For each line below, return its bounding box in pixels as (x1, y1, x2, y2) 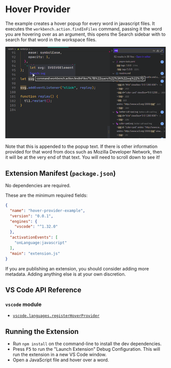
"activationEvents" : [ (10, 235, 58, 240)
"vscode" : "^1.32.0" (14, 224, 58, 229)
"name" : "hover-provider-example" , (10, 208, 85, 213)
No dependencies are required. (5, 182, 71, 189)
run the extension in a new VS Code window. (12, 352, 107, 358)
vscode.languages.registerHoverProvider (12, 314, 100, 319)
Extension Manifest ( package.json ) (5, 169, 116, 177)
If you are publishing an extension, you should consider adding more (5, 265, 149, 271)
